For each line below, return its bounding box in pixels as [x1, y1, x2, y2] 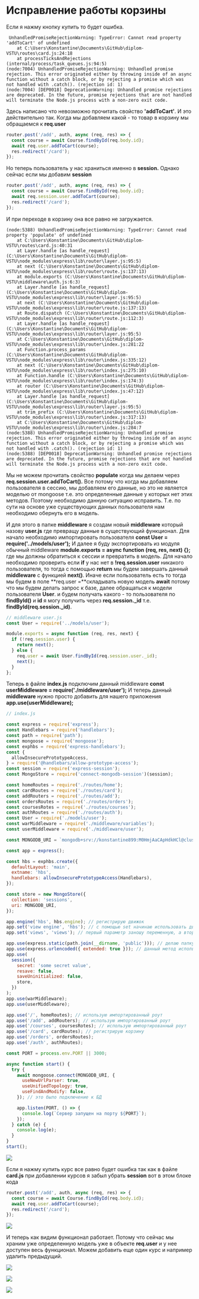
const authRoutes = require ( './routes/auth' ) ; [6, 809, 123, 815]
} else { [11, 648, 33, 654]
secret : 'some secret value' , [17, 962, 92, 968]
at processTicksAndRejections [17, 55, 92, 61]
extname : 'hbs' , [11, 870, 52, 876]
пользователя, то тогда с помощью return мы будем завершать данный [6, 565, 188, 572]
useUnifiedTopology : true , [21, 1083, 89, 1089]
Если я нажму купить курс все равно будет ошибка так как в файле [6, 1165, 178, 1172]
